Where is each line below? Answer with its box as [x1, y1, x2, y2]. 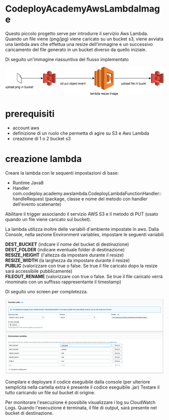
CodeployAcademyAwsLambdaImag [5, 3, 160, 15]
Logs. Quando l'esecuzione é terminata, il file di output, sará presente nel [5, 405, 157, 411]
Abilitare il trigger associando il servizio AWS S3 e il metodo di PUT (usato [5, 211, 158, 217]
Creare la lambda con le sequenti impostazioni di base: [5, 170, 119, 176]
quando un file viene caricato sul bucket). [5, 216, 92, 222]
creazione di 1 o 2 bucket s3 [12, 135, 71, 141]
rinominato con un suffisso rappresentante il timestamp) [5, 279, 122, 285]
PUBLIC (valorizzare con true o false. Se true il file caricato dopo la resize [5, 262, 157, 269]
